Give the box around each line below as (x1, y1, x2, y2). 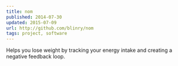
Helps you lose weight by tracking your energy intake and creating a (6, 47, 173, 54)
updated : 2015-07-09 (6, 19, 57, 25)
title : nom (6, 8, 33, 15)
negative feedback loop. (6, 53, 66, 60)
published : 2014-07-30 (6, 14, 62, 20)
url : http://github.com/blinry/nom (6, 25, 94, 31)
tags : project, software (6, 31, 67, 37)
